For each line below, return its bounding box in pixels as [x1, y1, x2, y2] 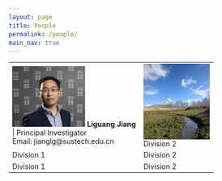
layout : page [8, 13, 53, 21]
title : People [8, 21, 57, 30]
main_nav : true [8, 39, 60, 47]
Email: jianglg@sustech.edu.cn [12, 137, 114, 145]
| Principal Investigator [12, 128, 88, 137]
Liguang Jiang [87, 120, 137, 128]
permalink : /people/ [8, 30, 79, 38]
